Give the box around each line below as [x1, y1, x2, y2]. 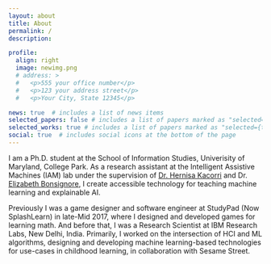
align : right [15, 57, 60, 65]
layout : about [8, 11, 56, 20]
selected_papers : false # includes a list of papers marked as [8, 116, 226, 124]
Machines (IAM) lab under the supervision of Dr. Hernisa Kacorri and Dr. [8, 170, 248, 180]
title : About [8, 19, 52, 27]
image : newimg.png [15, 64, 78, 73]
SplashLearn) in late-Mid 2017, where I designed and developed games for [8, 212, 256, 221]
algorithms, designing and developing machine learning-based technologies [8, 237, 262, 247]
